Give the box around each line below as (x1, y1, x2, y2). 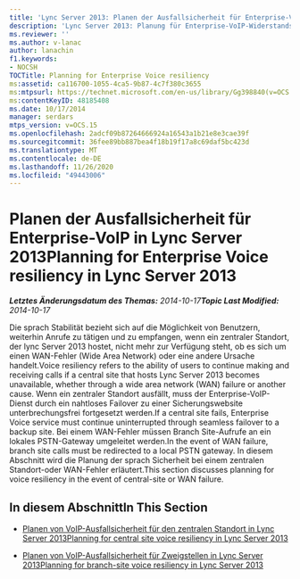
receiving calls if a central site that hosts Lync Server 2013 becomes (9, 369, 261, 380)
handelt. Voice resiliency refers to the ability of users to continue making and (9, 360, 290, 371)
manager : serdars (9, 112, 74, 121)
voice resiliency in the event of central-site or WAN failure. (9, 474, 224, 484)
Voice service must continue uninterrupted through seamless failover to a (9, 417, 279, 428)
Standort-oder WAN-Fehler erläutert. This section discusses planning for (9, 465, 275, 476)
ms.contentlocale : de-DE (9, 153, 102, 163)
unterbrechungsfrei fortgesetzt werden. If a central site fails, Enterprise (9, 408, 270, 418)
